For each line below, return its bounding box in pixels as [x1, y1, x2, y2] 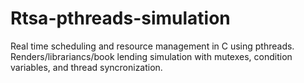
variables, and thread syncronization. [10, 61, 163, 73]
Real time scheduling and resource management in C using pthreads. [10, 40, 295, 52]
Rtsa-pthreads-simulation [10, 7, 231, 30]
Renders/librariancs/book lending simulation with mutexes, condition [10, 50, 293, 62]
